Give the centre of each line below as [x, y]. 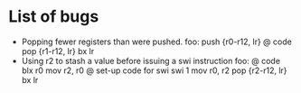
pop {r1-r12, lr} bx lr [58, 51]
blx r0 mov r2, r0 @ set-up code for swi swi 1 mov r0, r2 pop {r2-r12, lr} [154, 70]
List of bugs [54, 17]
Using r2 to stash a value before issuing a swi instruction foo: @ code [151, 60]
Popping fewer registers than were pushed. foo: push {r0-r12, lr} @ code [157, 42]
